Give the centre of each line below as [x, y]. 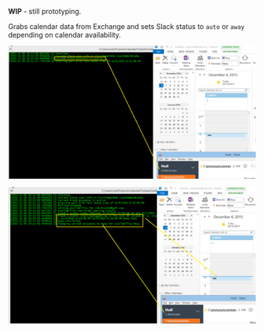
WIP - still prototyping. [45, 11]
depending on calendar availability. [65, 35]
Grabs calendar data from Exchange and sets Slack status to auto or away [126, 26]
